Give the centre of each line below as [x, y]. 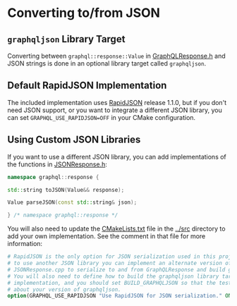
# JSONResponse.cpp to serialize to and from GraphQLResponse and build [116, 269]
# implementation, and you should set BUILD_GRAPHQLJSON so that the [112, 283]
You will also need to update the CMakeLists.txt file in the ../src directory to [116, 229]
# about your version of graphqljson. [64, 289]
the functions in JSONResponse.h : [57, 164]
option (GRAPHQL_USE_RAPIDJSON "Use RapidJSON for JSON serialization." [115, 296]
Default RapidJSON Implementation [87, 86]
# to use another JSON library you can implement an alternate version [115, 263]
